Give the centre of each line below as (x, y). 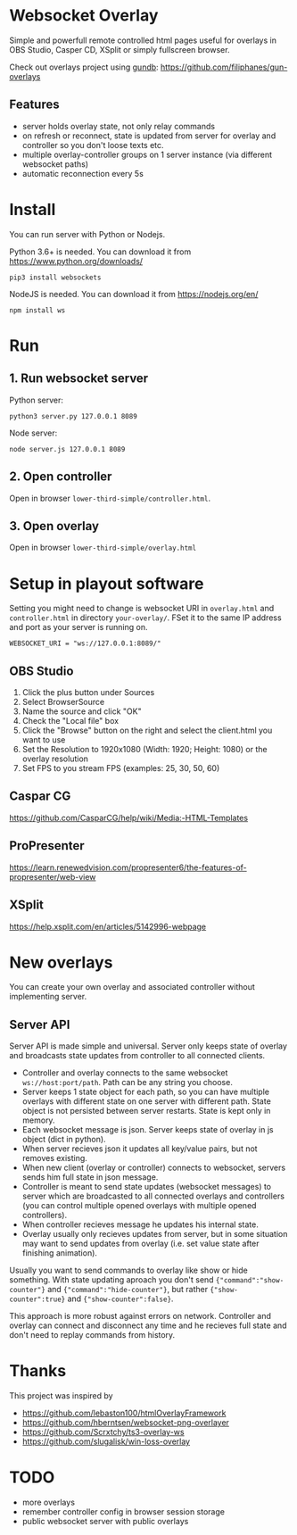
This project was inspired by (61, 1396)
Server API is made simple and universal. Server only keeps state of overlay (148, 1046)
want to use (44, 740)
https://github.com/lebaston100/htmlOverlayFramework (124, 1413)
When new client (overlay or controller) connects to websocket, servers (154, 1168)
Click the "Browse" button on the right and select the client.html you (147, 730)
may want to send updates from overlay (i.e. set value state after (141, 1244)
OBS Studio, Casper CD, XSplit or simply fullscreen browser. (120, 49)
